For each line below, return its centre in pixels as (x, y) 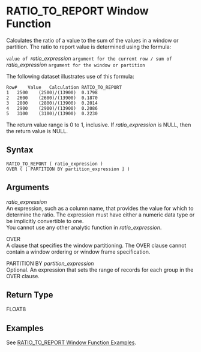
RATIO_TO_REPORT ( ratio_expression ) (55, 164)
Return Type (30, 295)
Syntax (20, 150)
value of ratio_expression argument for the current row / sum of (89, 58)
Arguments (28, 187)
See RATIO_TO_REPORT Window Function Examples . (71, 342)
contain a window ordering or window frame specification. (78, 252)
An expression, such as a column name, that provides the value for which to (100, 208)
